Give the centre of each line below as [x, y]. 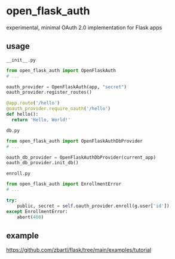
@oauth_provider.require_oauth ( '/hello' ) [59, 109]
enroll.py [19, 174]
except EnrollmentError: [37, 211]
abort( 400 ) [30, 217]
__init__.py [21, 60]
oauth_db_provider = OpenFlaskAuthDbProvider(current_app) [81, 157]
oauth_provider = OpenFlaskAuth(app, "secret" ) [67, 87]
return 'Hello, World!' [41, 120]
